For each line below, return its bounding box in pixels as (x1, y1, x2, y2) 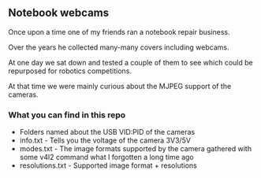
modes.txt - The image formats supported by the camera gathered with (19, 144, 252, 154)
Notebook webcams (8, 6, 110, 20)
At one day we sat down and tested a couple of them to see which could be (8, 57, 254, 67)
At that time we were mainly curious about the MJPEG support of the (8, 81, 232, 91)
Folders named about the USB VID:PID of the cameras (19, 128, 196, 137)
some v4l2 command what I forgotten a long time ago (19, 153, 195, 162)
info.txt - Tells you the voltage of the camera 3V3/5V (19, 135, 192, 145)
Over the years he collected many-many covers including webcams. (8, 43, 229, 52)
